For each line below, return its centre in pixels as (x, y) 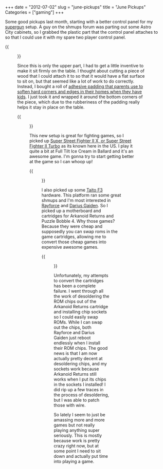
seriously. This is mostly (78, 435)
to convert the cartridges (79, 281)
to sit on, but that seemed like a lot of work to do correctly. (76, 81)
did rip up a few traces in (79, 390)
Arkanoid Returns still (75, 374)
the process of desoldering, (81, 395)
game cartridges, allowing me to (74, 237)
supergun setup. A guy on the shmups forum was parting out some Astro (78, 27)
